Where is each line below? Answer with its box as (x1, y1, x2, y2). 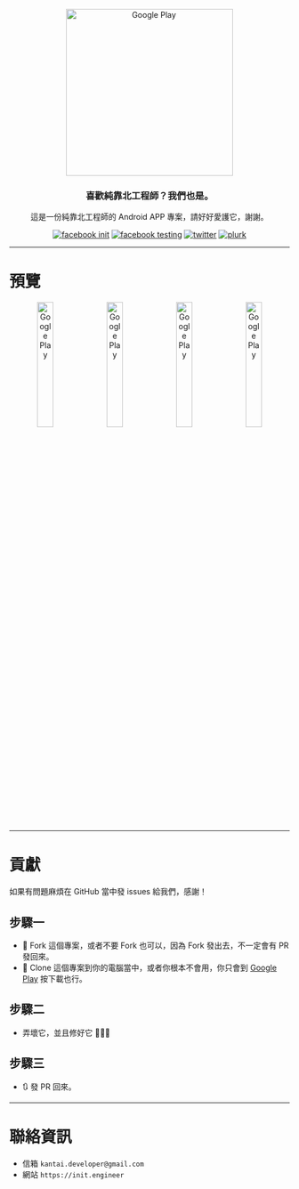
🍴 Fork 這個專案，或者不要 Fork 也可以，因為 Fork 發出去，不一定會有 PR (21, 940, 289, 950)
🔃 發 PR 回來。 (21, 1081, 77, 1092)
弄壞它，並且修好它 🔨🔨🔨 (21, 1027, 111, 1038)
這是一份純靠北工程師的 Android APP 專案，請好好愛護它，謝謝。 (30, 212, 269, 222)
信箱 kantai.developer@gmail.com (21, 1158, 144, 1169)
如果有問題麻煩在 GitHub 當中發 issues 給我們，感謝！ (9, 886, 207, 897)
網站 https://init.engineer (21, 1169, 125, 1179)
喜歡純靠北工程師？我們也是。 (85, 190, 214, 202)
